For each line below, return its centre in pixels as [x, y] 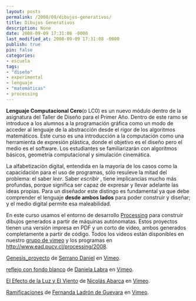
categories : [21, 55]
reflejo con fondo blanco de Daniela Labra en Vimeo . [70, 269]
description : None [29, 28]
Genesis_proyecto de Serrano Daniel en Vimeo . [63, 258]
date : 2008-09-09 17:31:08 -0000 [47, 34]
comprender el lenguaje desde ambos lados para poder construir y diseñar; [98, 197]
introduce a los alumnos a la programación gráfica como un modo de [90, 123]
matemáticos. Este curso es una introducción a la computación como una [95, 136]
